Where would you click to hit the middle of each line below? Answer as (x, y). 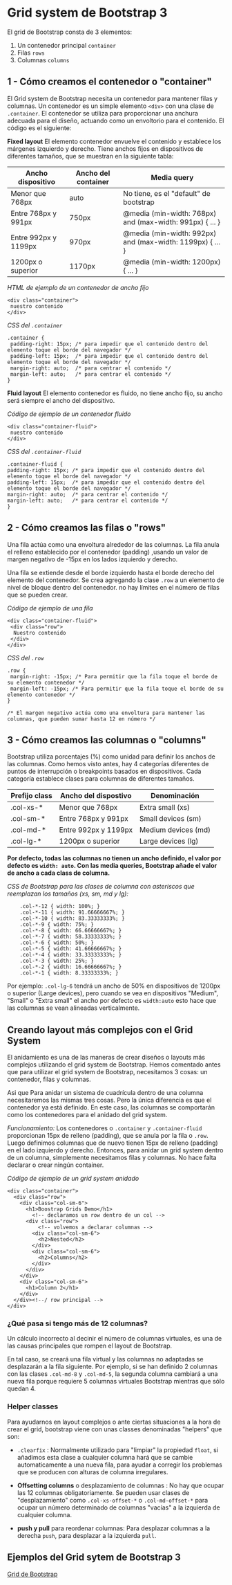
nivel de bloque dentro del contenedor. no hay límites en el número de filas (113, 587)
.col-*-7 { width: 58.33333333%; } (71, 937)
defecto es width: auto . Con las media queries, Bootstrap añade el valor (112, 866)
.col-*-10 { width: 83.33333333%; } (72, 918)
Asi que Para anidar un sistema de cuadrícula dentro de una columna (105, 1093)
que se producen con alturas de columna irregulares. (93, 1471)
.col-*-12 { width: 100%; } (60, 907)
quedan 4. (22, 1388)
